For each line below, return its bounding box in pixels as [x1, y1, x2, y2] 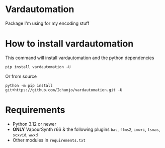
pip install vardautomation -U [5, 64, 71, 69]
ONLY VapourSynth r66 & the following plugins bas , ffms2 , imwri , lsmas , [12, 126, 160, 132]
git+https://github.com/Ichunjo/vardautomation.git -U [5, 87, 123, 92]
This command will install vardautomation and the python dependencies [5, 55, 154, 61]
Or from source [5, 73, 37, 79]
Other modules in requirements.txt [12, 137, 86, 143]
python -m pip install [5, 83, 53, 88]
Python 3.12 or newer [12, 121, 57, 127]
